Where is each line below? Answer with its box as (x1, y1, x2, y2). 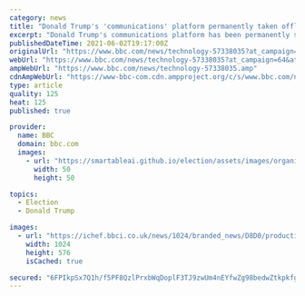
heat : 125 (9, 97, 47, 107)
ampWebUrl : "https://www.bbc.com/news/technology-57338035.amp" (9, 64, 258, 74)
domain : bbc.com (17, 140, 79, 149)
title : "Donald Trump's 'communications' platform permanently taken (9, 22, 279, 31)
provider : (9, 123, 47, 132)
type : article (9, 81, 64, 90)
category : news (9, 13, 67, 23)
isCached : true (25, 256, 84, 266)
